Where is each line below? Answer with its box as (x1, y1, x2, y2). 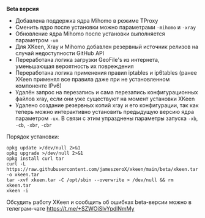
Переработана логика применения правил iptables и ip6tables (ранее (15, 69, 197, 76)
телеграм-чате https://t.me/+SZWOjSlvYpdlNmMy (6, 205, 135, 212)
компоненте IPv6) (15, 82, 62, 89)
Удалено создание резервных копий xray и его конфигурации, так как (15, 102, 199, 109)
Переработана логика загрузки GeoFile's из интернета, (15, 56, 160, 63)
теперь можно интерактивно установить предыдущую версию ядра (15, 108, 195, 115)
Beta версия (6, 6, 39, 12)
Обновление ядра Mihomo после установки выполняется (15, 30, 165, 37)
